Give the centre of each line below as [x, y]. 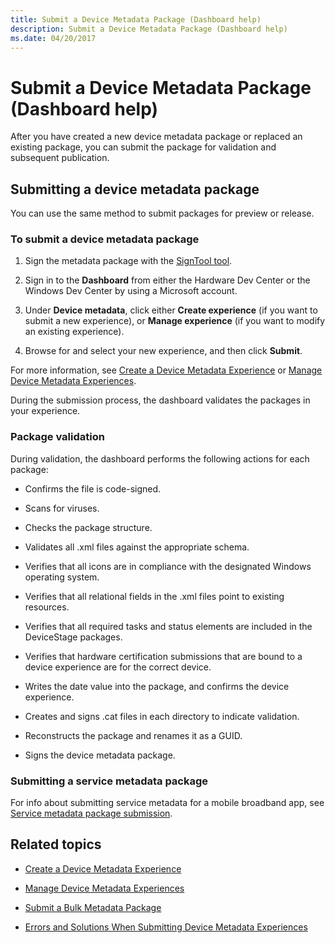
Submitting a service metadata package [109, 781]
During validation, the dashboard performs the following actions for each [160, 458]
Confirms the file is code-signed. [93, 488]
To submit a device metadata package [105, 239]
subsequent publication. [60, 158]
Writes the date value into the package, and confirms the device [157, 686]
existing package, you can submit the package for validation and [143, 147]
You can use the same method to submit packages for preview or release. [162, 213]
